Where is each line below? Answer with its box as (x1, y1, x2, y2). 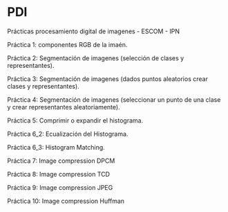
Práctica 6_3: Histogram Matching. (7, 143, 105, 151)
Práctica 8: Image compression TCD (7, 170, 111, 178)
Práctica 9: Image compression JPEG (7, 183, 113, 191)
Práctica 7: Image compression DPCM (7, 157, 115, 165)
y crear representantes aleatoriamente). (7, 103, 120, 111)
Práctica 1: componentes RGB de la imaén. (7, 40, 128, 48)
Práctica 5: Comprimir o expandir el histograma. (7, 116, 144, 125)
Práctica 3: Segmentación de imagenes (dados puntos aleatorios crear (7, 74, 209, 83)
